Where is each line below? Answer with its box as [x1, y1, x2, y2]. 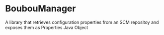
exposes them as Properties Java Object [5, 24, 88, 30]
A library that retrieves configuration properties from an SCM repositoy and [5, 19, 159, 25]
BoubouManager [5, 3, 76, 14]
